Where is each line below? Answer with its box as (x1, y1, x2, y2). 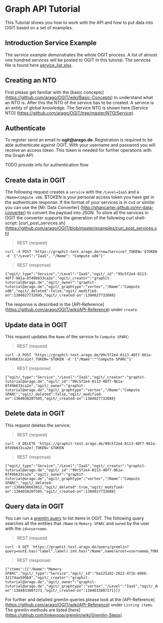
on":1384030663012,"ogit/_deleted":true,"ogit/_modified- (5, 485, 125, 489)
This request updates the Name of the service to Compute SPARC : (5, 334, 130, 339)
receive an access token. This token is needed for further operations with (5, 147, 152, 153)
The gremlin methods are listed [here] (5, 607, 81, 613)
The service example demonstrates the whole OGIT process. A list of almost (5, 52, 158, 58)
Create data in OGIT (5, 176, 66, 184)
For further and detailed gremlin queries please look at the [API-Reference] (5, 596, 155, 603)
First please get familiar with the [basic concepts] (5, 89, 104, 95)
